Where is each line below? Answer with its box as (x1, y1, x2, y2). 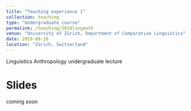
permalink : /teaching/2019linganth (6, 25, 94, 31)
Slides (6, 79, 37, 92)
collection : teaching (6, 14, 60, 20)
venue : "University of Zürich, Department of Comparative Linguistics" (6, 31, 186, 37)
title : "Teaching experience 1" (6, 8, 85, 15)
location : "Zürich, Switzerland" (6, 42, 88, 48)
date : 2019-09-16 (6, 36, 49, 42)
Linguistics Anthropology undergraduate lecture (6, 57, 123, 65)
